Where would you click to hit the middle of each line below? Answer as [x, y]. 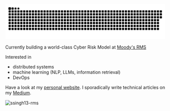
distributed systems [33, 66]
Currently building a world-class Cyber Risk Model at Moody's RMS [76, 47]
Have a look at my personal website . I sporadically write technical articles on [85, 87]
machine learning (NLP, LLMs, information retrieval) [66, 72]
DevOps [21, 78]
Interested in [19, 57]
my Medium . [18, 93]
